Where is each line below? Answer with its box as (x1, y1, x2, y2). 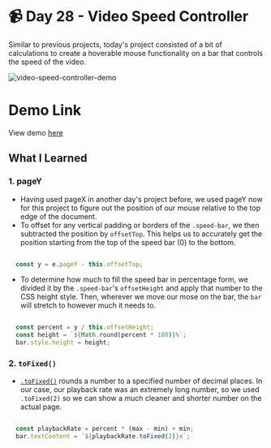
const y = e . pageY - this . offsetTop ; (15, 260, 144, 269)
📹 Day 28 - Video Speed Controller (8, 7, 249, 26)
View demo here (8, 127, 63, 137)
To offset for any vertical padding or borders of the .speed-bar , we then (19, 220, 260, 230)
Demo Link (8, 101, 82, 119)
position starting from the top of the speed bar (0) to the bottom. (19, 237, 236, 247)
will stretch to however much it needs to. (19, 300, 157, 310)
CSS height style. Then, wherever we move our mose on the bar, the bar (19, 292, 262, 302)
